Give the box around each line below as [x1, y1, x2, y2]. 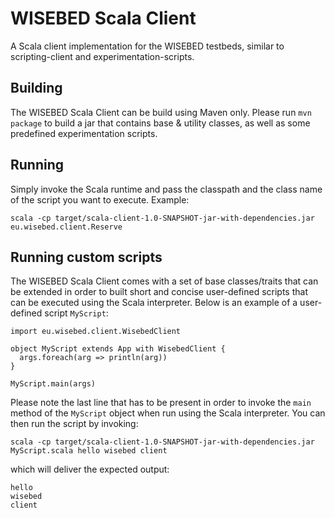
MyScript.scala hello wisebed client [10, 446, 168, 456]
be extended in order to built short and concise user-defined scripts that [10, 286, 308, 298]
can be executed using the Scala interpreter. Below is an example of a [10, 297, 298, 309]
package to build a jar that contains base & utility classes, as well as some [10, 117, 311, 129]
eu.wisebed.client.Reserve [10, 222, 123, 232]
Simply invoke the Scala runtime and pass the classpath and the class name [10, 183, 323, 195]
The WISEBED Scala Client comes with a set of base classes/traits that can [10, 275, 319, 287]
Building [10, 80, 63, 97]
